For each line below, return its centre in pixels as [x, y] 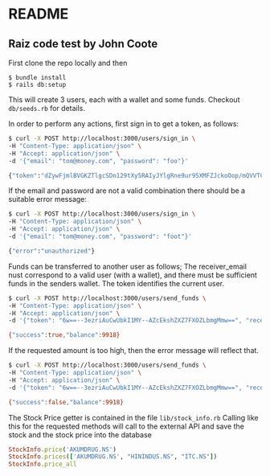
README [39, 14]
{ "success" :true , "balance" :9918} [64, 335]
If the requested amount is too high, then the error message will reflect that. [134, 351]
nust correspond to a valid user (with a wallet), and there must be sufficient [133, 275]
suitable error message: [47, 199]
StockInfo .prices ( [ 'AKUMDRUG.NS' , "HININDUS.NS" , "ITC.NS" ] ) [113, 457]
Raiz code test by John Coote [83, 44]
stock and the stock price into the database [80, 434]
